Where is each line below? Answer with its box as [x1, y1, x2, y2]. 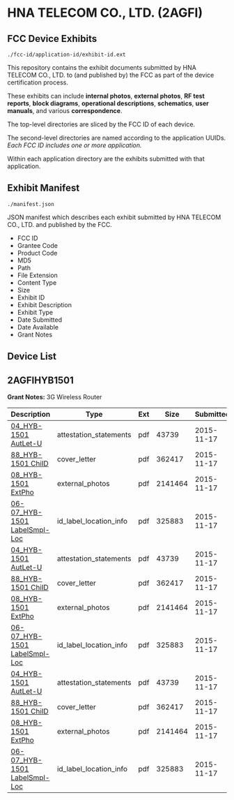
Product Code [17, 249, 58, 257]
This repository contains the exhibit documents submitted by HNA [7, 64, 196, 71]
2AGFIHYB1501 [7, 374, 75, 386]
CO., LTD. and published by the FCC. [7, 220, 113, 228]
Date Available [17, 323, 59, 331]
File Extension [17, 271, 58, 279]
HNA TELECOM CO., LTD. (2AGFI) [7, 5, 203, 21]
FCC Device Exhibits [7, 33, 97, 45]
